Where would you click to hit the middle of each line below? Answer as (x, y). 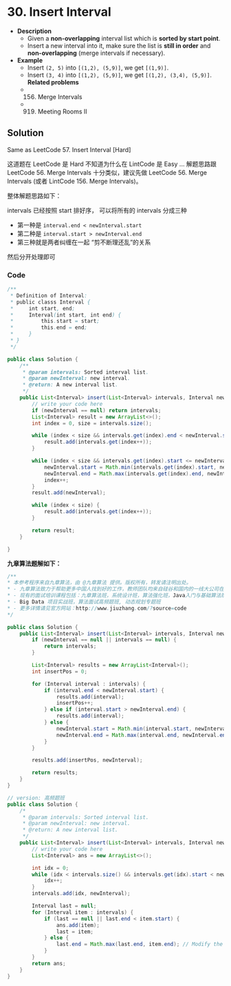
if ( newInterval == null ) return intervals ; (97, 410)
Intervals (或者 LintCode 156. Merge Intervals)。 (75, 181)
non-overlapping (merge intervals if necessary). (96, 53)
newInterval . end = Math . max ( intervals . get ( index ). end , (124, 473)
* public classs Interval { (50, 302)
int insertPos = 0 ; (60, 672)
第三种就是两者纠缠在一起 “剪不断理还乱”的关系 (84, 242)
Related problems (53, 82)
